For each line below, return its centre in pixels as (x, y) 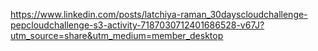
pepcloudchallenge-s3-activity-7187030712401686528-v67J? (137, 25)
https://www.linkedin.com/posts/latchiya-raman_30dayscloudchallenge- (159, 14)
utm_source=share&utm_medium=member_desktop (117, 35)
